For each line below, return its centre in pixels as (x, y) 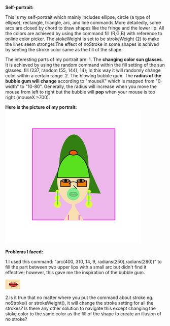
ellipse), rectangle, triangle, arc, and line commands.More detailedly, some (83, 23)
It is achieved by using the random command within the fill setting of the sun (85, 65)
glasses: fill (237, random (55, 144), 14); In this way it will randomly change (83, 70)
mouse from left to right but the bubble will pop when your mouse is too (80, 92)
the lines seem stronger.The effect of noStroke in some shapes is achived (82, 44)
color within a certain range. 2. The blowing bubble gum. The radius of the (83, 76)
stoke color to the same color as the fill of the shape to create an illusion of (83, 314)
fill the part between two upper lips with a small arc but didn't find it (76, 267)
